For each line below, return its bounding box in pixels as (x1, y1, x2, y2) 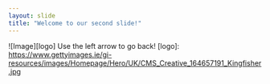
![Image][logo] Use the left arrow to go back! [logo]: (8, 41, 180, 50)
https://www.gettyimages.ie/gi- (8, 50, 112, 59)
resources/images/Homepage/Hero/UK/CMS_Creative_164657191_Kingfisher (8, 58, 262, 68)
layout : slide (8, 11, 56, 20)
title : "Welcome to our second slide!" (8, 19, 142, 27)
